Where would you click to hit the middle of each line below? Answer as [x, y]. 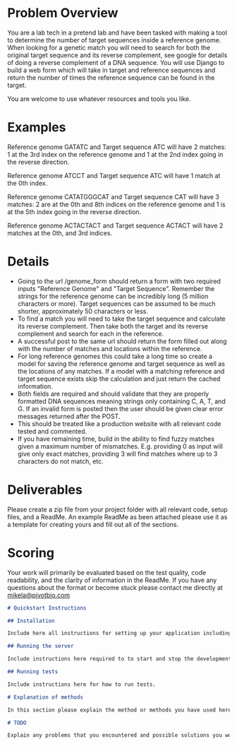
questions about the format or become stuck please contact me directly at [115, 587]
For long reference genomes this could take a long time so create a [115, 356]
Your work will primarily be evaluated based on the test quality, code [107, 572]
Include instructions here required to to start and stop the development [120, 659]
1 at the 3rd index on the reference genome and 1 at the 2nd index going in [115, 154]
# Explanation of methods [45, 697]
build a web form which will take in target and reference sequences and [111, 70]
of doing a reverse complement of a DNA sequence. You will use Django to [116, 62]
